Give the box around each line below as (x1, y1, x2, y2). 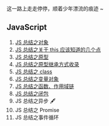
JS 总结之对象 (15, 39, 49, 46)
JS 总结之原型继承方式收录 (15, 60, 79, 67)
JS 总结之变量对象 (15, 75, 59, 82)
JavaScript (6, 22, 47, 32)
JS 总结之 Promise (15, 106, 60, 113)
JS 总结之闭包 (15, 90, 49, 97)
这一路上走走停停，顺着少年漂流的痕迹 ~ (6, 5, 104, 12)
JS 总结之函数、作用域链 (15, 83, 75, 90)
